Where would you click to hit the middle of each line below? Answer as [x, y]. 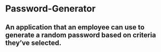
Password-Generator [51, 9]
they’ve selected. [33, 43]
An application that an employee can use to [75, 27]
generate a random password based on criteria [80, 35]
